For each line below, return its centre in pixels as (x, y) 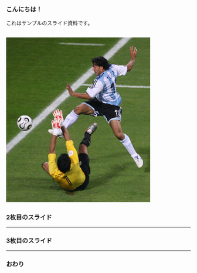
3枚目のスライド (29, 240)
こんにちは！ (24, 9)
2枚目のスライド (29, 217)
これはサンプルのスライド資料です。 (50, 23)
